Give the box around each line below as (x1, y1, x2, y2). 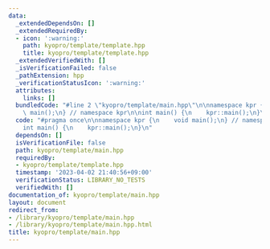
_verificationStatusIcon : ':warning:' (15, 79, 146, 87)
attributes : (15, 86, 56, 95)
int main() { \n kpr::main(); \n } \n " (22, 124, 153, 132)
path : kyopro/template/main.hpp (15, 146, 125, 154)
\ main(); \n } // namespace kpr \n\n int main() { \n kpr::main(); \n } (22, 109, 261, 117)
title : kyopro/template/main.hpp (8, 228, 121, 237)
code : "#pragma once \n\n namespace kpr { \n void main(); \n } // (15, 116, 239, 124)
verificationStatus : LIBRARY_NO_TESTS (15, 176, 146, 185)
